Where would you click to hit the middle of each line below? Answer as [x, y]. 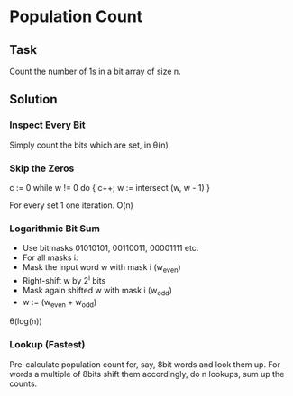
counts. [23, 383]
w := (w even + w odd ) [60, 303]
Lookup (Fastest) [47, 345]
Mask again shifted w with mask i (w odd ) [97, 291]
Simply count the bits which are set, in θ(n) [89, 145]
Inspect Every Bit [47, 125]
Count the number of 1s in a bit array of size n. [96, 71]
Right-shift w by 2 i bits [64, 279]
